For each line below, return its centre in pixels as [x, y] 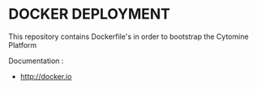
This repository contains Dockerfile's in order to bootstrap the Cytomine [128, 36]
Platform [23, 44]
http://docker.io [46, 76]
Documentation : [36, 61]
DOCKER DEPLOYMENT [90, 14]
